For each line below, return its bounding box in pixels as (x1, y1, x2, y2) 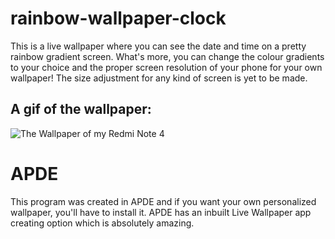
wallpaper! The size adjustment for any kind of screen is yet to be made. (10, 72, 308, 84)
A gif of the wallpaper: (10, 101, 152, 118)
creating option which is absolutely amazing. (10, 217, 195, 229)
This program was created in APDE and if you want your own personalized (10, 195, 317, 207)
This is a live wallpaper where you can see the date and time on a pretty (10, 40, 307, 52)
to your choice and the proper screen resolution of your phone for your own (10, 61, 323, 73)
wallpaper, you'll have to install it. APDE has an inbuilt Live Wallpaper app (10, 206, 312, 218)
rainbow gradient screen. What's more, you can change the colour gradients (10, 50, 325, 62)
